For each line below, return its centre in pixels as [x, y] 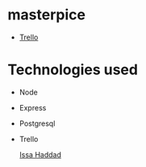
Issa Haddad [40, 154]
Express [33, 107]
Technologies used [73, 70]
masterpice [47, 15]
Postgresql [37, 123]
